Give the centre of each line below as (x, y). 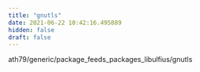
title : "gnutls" (35, 15)
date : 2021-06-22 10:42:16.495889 (65, 23)
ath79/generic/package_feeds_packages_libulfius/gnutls (100, 59)
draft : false (30, 37)
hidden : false (32, 30)
